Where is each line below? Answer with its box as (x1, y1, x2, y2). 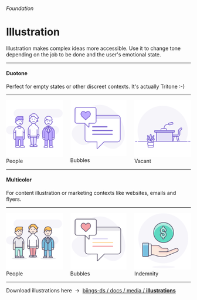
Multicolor (6, 176, 32, 183)
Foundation (6, 5, 34, 12)
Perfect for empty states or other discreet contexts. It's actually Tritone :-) (6, 83, 185, 90)
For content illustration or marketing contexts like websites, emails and (6, 189, 176, 196)
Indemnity (134, 270, 159, 277)
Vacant (134, 157, 151, 164)
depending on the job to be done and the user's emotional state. (6, 50, 161, 58)
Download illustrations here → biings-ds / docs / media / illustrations (6, 286, 176, 294)
